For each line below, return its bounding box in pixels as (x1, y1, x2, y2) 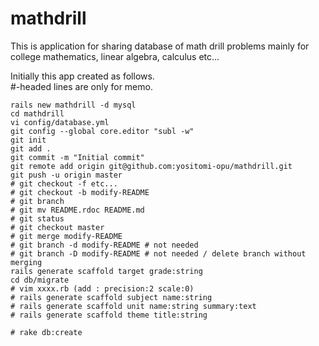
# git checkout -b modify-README (10, 187, 150, 197)
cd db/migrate (10, 275, 70, 285)
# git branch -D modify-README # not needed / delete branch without (10, 248, 307, 259)
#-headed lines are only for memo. (10, 80, 153, 92)
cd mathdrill (10, 108, 65, 119)
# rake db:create (10, 327, 83, 337)
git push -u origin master (10, 170, 123, 180)
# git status (10, 213, 65, 224)
